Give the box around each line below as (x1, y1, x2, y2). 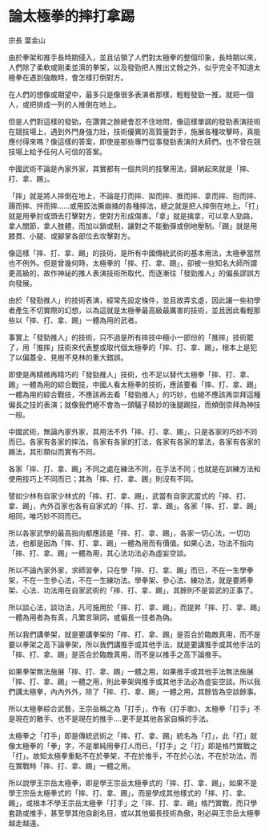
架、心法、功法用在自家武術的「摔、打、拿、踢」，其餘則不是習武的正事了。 (8, 585, 258, 595)
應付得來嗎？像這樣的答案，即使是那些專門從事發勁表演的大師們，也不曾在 (8, 136, 254, 146)
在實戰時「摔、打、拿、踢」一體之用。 (8, 760, 134, 771)
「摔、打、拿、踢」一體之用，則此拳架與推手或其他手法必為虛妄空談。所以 (8, 676, 254, 686)
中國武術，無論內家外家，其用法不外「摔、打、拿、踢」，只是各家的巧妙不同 (8, 426, 258, 436)
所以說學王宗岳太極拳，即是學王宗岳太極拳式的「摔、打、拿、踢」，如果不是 (8, 778, 258, 788)
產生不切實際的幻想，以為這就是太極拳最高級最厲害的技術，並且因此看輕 (14, 305, 254, 315)
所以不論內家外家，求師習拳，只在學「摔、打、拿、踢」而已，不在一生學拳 (8, 565, 254, 575)
